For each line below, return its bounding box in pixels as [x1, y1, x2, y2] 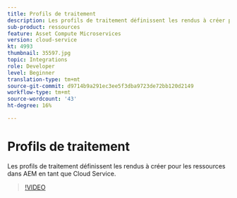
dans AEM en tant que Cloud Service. [7, 169, 116, 178]
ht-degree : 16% [7, 102, 52, 109]
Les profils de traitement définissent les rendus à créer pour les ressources [7, 161, 226, 170]
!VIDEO [24, 182, 46, 191]
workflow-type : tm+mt [7, 89, 71, 96]
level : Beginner [7, 69, 55, 76]
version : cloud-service [7, 37, 78, 44]
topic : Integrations [7, 56, 68, 63]
